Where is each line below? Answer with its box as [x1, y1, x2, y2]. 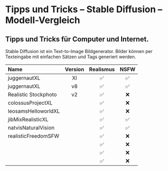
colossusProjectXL [8, 100, 53, 106]
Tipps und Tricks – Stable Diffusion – [5, 4, 163, 15]
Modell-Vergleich [5, 14, 80, 26]
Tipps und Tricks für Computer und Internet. [5, 35, 149, 43]
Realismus [89, 66, 115, 72]
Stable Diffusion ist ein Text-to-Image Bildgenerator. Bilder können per [5, 48, 153, 54]
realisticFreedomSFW [8, 133, 60, 139]
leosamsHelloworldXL [8, 108, 60, 114]
